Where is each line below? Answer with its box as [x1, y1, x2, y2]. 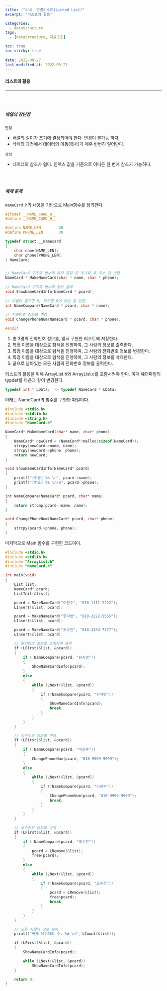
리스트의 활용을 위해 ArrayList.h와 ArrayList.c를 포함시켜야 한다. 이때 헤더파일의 [5, 371, 161, 377]
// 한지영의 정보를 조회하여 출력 [14, 641, 72, 646]
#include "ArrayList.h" [5, 559, 55, 564]
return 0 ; [14, 977, 35, 982]
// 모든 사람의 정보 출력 [14, 927, 59, 932]
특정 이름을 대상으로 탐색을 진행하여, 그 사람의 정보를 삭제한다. [12, 354, 133, 360]
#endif [5, 326, 19, 331]
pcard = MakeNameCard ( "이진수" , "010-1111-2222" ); [14, 600, 118, 605]
